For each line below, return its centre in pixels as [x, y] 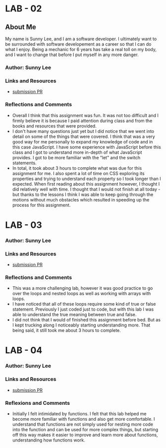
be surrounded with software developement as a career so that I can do [78, 44]
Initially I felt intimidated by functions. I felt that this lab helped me [79, 414]
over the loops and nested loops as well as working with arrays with [82, 294]
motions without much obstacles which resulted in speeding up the [81, 199]
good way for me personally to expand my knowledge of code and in [83, 141]
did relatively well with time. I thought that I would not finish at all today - [86, 189]
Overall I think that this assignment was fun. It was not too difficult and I [85, 115]
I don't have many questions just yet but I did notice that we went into [83, 131]
